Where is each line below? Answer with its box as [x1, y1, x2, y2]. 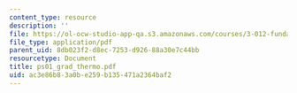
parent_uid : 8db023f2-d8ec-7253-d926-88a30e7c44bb [9, 46, 200, 55]
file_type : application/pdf [9, 37, 113, 47]
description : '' [9, 21, 69, 30]
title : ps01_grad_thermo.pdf [9, 63, 117, 72]
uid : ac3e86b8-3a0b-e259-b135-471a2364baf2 [9, 71, 172, 80]
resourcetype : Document [9, 54, 97, 63]
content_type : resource [9, 12, 97, 22]
